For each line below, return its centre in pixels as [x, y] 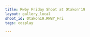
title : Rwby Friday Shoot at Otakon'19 [45, 9]
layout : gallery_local [28, 14]
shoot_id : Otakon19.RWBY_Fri [34, 18]
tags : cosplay [19, 23]
